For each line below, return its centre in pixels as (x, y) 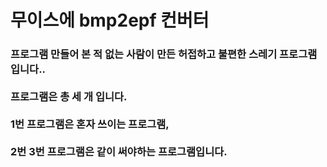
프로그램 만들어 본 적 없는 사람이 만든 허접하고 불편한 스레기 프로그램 (164, 54)
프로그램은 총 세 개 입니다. (69, 97)
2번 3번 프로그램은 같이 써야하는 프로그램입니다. (119, 152)
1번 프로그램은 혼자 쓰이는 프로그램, (90, 124)
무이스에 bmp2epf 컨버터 (110, 20)
